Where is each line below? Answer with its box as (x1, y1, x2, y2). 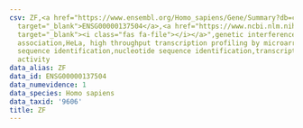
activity (17, 55, 50, 64)
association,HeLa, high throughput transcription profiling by (17, 38, 260, 48)
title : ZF (9, 105, 47, 114)
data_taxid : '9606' (9, 96, 83, 106)
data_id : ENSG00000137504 (9, 72, 106, 81)
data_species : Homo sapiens (9, 88, 115, 97)
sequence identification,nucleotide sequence (17, 47, 192, 56)
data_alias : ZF (9, 64, 67, 73)
